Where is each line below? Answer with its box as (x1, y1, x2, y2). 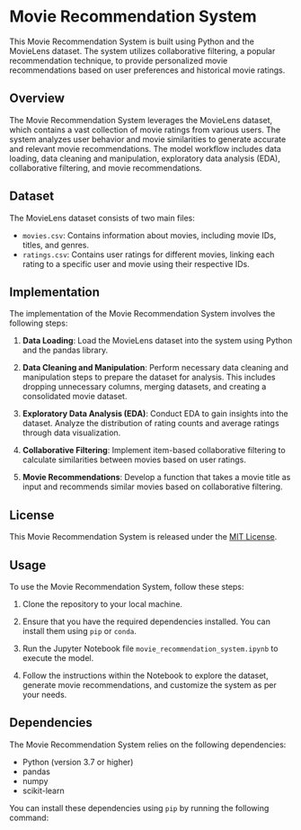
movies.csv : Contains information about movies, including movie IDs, (22, 229, 277, 240)
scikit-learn (22, 785, 65, 796)
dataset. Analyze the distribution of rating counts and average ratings (22, 418, 280, 429)
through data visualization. (22, 427, 121, 438)
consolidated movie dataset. (22, 391, 128, 402)
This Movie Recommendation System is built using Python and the (9, 36, 254, 47)
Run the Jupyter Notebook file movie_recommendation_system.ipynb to (22, 643, 279, 654)
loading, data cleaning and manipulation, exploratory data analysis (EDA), (9, 153, 280, 164)
